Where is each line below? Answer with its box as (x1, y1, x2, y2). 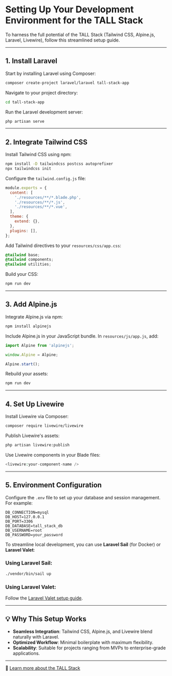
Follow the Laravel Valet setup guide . (5, 595, 83, 601)
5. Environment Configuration (5, 481, 102, 490)
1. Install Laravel (5, 57, 58, 65)
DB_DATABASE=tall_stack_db (5, 523, 63, 529)
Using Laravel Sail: (5, 559, 53, 567)
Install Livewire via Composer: (5, 414, 69, 420)
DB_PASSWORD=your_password (5, 532, 63, 537)
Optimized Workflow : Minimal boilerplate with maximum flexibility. (12, 639, 154, 645)
